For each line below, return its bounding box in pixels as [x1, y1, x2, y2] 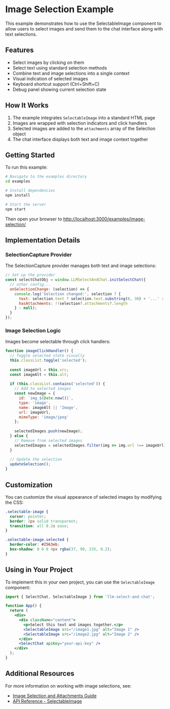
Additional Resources [5, 669, 74, 678]
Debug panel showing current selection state [12, 86, 107, 92]
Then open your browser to [5, 216, 62, 222]
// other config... [10, 282, 51, 287]
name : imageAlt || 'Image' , [18, 405, 78, 410]
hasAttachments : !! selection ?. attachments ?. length [18, 301, 128, 306]
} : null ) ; [14, 306, 37, 311]
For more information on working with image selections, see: [5, 683, 132, 689]
